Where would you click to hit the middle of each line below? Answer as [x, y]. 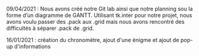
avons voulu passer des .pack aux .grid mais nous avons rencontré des [96, 22]
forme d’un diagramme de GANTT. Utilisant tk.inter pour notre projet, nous [100, 15]
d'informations [33, 46]
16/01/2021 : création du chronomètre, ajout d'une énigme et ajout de [93, 40]
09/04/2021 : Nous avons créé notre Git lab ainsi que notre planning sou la [100, 9]
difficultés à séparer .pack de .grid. [50, 28]
